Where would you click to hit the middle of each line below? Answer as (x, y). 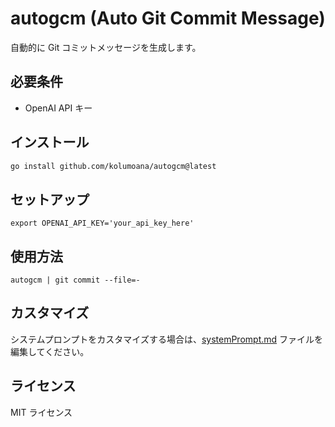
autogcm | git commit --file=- (75, 280)
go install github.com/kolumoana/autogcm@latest (113, 166)
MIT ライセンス (41, 412)
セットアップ (50, 199)
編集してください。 (50, 351)
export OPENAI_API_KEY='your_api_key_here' (102, 223)
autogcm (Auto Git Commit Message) (168, 18)
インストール (50, 142)
